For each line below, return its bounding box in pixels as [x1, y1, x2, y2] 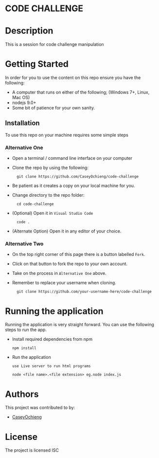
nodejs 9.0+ [12, 100, 36, 105]
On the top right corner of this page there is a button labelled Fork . [12, 251, 145, 257]
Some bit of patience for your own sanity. [12, 105, 95, 111]
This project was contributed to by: [5, 405, 75, 411]
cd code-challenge [17, 202, 54, 207]
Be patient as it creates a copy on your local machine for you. [12, 183, 135, 188]
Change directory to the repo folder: [12, 192, 85, 198]
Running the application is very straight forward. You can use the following [5, 322, 155, 328]
